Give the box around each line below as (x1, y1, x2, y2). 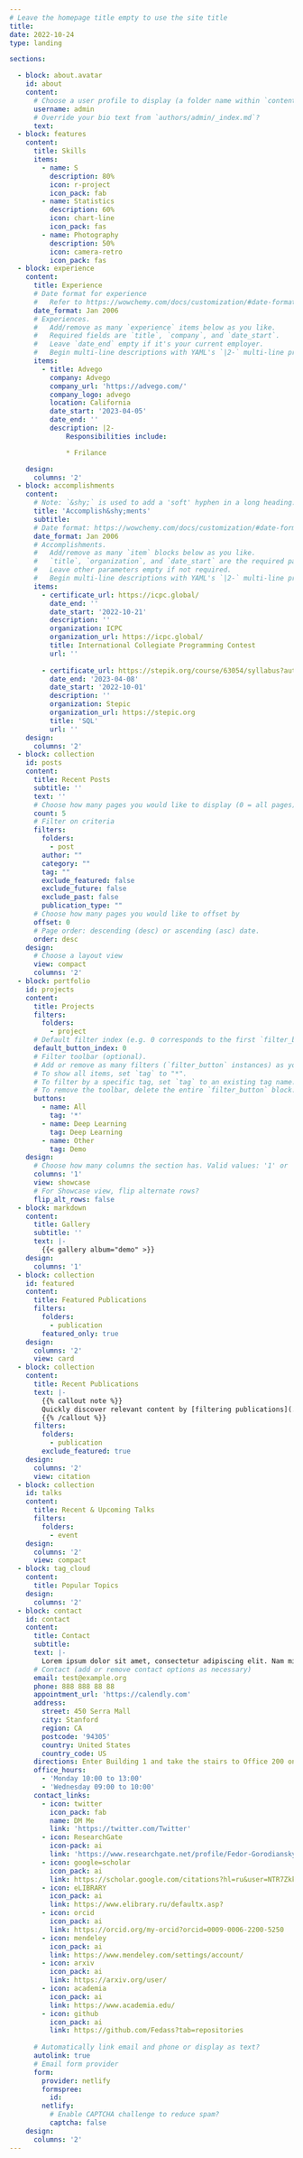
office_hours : (32, 1766, 87, 1775)
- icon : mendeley (41, 1933, 106, 1942)
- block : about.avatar (17, 71, 103, 80)
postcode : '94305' (41, 1732, 111, 1741)
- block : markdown (17, 1203, 87, 1213)
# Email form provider (32, 2060, 119, 2069)
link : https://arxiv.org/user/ (49, 1976, 168, 1985)
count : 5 (32, 809, 67, 818)
